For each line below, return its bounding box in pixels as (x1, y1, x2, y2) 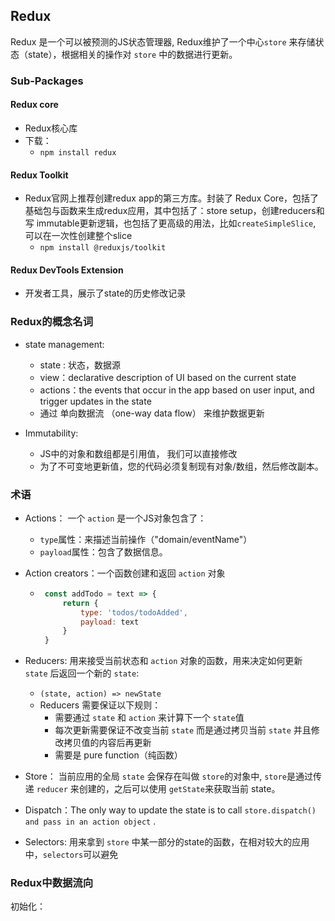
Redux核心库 (24, 122, 78, 134)
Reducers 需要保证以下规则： (39, 699, 162, 711)
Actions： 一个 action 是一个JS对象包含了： (24, 512, 207, 524)
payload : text (80, 617, 140, 627)
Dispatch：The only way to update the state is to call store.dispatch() (24, 804, 317, 816)
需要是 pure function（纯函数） (54, 749, 183, 761)
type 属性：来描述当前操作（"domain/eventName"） (39, 533, 253, 545)
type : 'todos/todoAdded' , (80, 607, 188, 618)
